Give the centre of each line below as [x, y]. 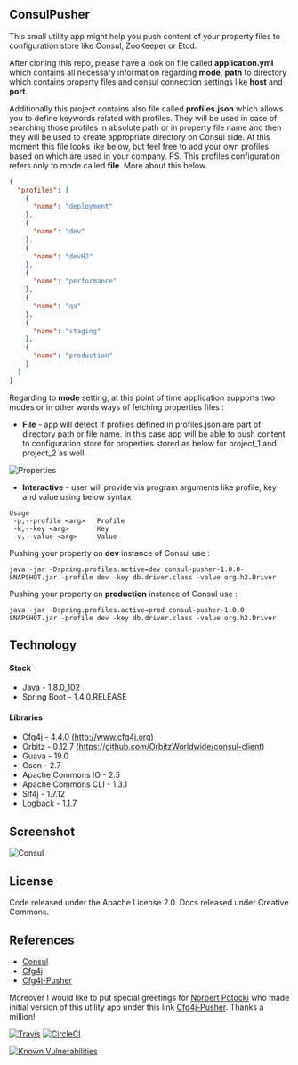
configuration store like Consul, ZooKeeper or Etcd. [103, 45]
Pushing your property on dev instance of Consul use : [110, 553]
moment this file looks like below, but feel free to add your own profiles [139, 146]
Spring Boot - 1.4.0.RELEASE [74, 697]
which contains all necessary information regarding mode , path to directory [148, 72]
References [42, 940]
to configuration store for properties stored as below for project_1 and [149, 443]
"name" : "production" [73, 356]
